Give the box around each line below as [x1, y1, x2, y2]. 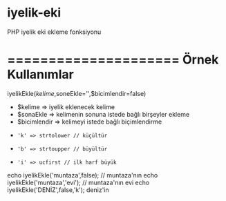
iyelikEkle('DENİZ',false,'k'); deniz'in [7, 185, 109, 194]
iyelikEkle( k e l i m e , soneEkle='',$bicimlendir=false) [7, 89, 147, 97]
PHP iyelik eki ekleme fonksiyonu [7, 28, 102, 36]
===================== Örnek [7, 52, 219, 68]
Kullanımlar [7, 67, 74, 82]
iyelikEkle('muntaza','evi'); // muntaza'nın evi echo [7, 178, 150, 186]
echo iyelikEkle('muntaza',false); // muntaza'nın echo [7, 171, 158, 179]
